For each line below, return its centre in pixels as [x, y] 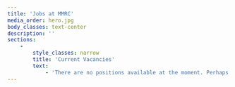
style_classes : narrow [66, 53]
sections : [22, 40]
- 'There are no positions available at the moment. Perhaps [137, 72]
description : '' [31, 33]
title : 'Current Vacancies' [74, 60]
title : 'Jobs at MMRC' [41, 14]
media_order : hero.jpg [41, 20]
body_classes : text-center [47, 27]
